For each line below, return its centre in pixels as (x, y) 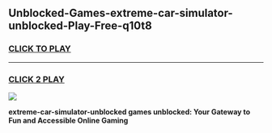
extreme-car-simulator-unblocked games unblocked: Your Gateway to (130, 111)
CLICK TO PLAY (40, 49)
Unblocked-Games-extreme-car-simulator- (121, 13)
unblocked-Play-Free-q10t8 (80, 26)
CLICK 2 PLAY (36, 79)
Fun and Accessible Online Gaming (68, 120)
